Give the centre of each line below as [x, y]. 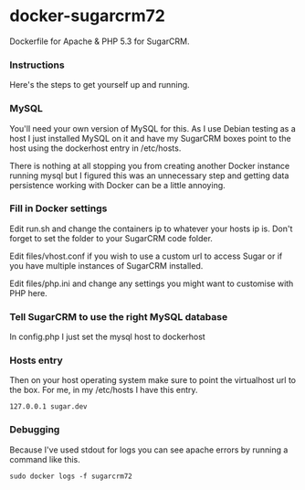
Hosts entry [37, 360]
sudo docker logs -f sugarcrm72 [71, 476]
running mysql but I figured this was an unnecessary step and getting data [149, 176]
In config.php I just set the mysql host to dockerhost [107, 337]
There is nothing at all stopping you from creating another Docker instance [150, 165]
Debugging [35, 430]
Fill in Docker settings [58, 208]
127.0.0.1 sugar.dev [49, 407]
